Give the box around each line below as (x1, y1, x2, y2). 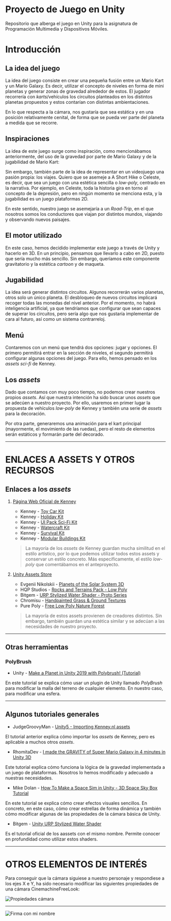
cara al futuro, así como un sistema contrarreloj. (5, 316, 106, 322)
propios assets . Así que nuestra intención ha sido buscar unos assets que (5, 395, 160, 400)
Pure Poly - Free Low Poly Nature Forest (20, 603, 105, 609)
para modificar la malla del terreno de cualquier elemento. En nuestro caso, (5, 685, 163, 691)
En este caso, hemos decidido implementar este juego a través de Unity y (5, 244, 160, 250)
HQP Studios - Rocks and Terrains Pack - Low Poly (20, 587, 127, 593)
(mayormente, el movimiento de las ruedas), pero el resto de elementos (5, 426, 155, 432)
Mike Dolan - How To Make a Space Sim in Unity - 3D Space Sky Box (12, 785, 158, 791)
